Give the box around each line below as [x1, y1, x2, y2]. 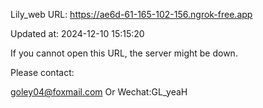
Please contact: [10, 67, 75, 78]
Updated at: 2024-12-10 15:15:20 [10, 28, 145, 39]
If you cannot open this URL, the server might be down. [10, 47, 238, 59]
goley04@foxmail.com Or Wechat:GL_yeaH [10, 86, 188, 98]
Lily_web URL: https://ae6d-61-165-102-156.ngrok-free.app [10, 9, 253, 20]
